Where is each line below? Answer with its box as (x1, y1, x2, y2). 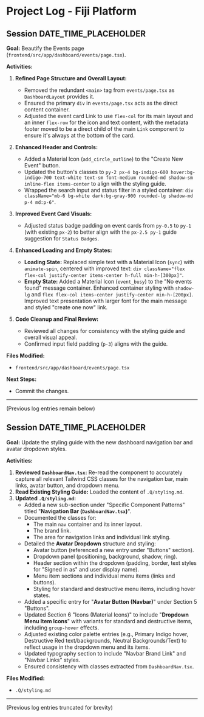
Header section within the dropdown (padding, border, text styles (33, 559, 197, 567)
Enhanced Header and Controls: (15, 144, 98, 150)
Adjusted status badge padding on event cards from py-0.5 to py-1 (24, 222, 191, 229)
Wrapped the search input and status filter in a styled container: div (24, 187, 194, 194)
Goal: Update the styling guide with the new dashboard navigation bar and (6, 438, 193, 446)
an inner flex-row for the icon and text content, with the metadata (24, 119, 189, 126)
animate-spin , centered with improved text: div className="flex (24, 265, 185, 272)
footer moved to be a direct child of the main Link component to (24, 125, 185, 132)
